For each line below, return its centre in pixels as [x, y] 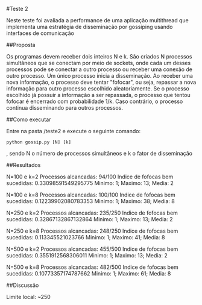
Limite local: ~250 [29, 297]
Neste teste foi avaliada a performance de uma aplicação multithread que [97, 20]
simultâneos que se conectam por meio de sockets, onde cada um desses [99, 63]
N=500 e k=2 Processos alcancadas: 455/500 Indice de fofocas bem [92, 249]
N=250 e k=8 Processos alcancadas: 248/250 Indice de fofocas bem [92, 231]
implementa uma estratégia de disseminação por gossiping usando [90, 27]
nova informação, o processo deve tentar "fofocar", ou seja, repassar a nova [101, 82]
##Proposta [21, 45]
